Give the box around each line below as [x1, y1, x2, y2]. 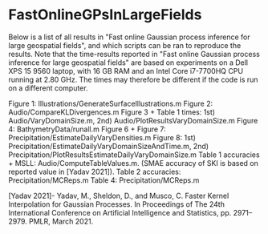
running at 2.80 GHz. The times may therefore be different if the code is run [8, 75, 258, 84]
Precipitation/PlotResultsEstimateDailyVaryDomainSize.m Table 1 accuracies [8, 150, 260, 159]
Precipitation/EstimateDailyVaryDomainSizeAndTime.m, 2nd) [8, 141, 209, 151]
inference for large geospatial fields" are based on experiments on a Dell [8, 58, 249, 67]
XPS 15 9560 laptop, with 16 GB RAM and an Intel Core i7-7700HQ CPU [8, 66, 243, 75]
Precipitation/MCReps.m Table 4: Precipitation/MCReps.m [8, 175, 200, 185]
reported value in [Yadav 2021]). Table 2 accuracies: [8, 167, 181, 176]
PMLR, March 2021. [29, 216, 94, 226]
